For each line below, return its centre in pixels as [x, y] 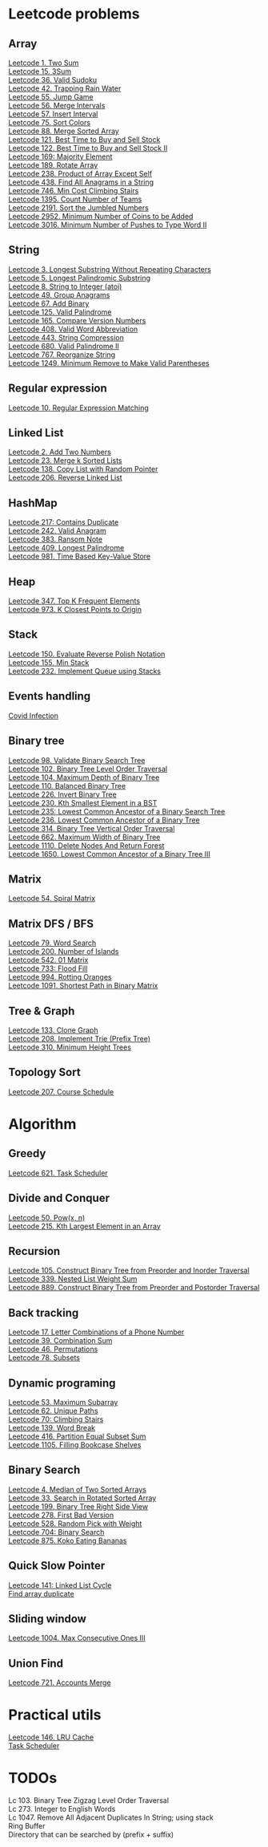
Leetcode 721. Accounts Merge [60, 1683]
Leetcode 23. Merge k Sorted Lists [65, 461]
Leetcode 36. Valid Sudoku [53, 80]
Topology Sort [45, 1072]
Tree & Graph [42, 1011]
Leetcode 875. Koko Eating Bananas [68, 1541]
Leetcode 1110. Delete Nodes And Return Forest [86, 845]
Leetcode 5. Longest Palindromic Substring [79, 278]
